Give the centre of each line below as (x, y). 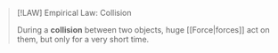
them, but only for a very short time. (83, 39)
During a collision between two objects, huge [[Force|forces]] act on (143, 30)
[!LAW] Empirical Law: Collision (74, 13)
